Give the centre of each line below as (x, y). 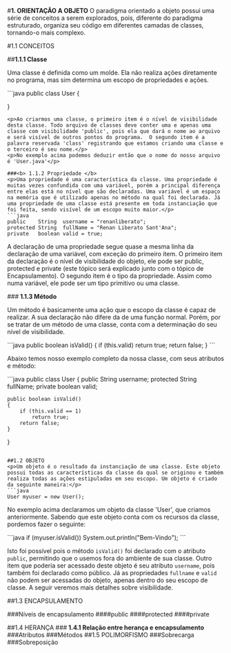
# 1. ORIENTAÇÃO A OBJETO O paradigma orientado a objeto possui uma (111, 11)
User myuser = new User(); (46, 497)
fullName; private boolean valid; (52, 386)
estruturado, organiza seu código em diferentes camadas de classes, (106, 25)
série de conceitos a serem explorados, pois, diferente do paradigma (105, 18)
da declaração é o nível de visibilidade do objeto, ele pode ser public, (106, 261)
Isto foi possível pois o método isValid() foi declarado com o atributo (106, 551)
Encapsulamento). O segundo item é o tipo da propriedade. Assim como (110, 276)
